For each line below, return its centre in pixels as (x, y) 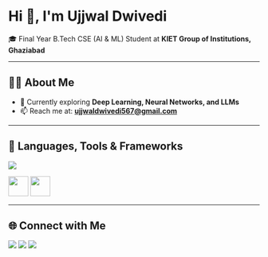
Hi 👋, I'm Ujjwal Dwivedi (88, 16)
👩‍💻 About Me (41, 83)
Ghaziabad (27, 50)
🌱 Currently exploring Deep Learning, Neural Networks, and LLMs (129, 102)
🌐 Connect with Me (57, 226)
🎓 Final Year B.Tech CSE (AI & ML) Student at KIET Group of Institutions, (130, 38)
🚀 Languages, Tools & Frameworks (96, 146)
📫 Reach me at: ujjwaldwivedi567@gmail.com (99, 111)
